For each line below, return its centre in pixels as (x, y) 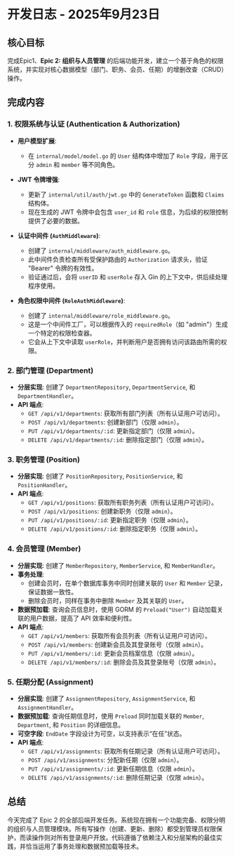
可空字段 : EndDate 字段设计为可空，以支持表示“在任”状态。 (101, 733)
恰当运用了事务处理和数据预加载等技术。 (84, 846)
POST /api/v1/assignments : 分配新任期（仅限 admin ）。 (106, 759)
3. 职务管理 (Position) (44, 459)
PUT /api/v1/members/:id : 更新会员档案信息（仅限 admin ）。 (113, 653)
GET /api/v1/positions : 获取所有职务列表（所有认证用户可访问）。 (122, 503)
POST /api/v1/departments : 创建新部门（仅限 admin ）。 (106, 422)
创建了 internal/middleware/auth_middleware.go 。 (101, 251)
